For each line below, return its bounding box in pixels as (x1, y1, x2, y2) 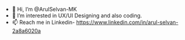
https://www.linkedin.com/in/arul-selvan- (76, 19, 179, 26)
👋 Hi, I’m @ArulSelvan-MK (11, 6, 77, 13)
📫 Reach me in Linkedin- (11, 19, 75, 26)
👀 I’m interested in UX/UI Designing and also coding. (11, 12, 142, 19)
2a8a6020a (11, 27, 41, 34)
